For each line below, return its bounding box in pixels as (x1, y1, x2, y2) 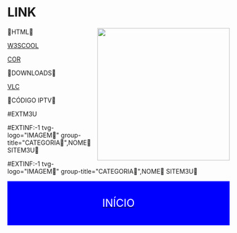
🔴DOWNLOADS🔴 (7, 68, 56, 77)
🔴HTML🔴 (7, 28, 34, 36)
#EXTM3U (7, 109, 37, 118)
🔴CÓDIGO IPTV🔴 (7, 96, 56, 104)
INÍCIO (102, 196, 135, 210)
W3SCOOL (7, 41, 39, 49)
